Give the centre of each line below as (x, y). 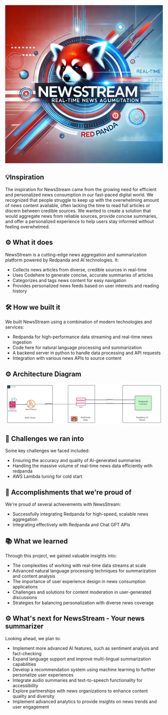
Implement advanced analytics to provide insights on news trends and (84, 701)
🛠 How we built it (33, 307)
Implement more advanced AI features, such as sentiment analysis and (85, 648)
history (20, 291)
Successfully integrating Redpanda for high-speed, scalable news (80, 514)
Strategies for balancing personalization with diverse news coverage (83, 603)
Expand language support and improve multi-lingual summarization (81, 659)
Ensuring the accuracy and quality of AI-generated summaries (76, 461)
